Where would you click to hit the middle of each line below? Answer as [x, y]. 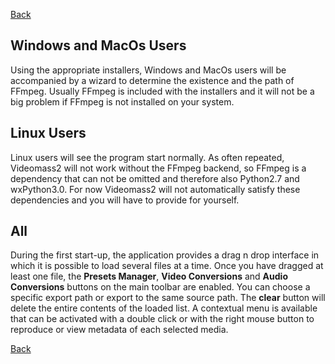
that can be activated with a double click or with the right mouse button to [162, 319]
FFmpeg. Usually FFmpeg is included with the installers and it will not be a [162, 91]
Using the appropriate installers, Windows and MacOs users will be [148, 70]
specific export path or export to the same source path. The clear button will [168, 298]
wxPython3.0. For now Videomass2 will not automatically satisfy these [155, 189]
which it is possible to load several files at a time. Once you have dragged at [167, 266]
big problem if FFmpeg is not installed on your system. [122, 101]
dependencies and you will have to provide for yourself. [125, 200]
